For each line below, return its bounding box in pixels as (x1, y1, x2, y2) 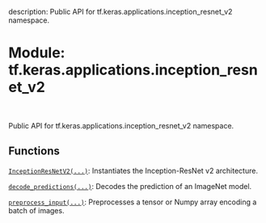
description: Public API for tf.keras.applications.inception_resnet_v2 (8, 7, 233, 16)
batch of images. (8, 205, 65, 215)
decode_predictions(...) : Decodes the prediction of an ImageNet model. (8, 181, 252, 191)
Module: (8, 44, 65, 62)
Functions (8, 145, 61, 158)
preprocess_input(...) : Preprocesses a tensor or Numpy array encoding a (8, 197, 257, 207)
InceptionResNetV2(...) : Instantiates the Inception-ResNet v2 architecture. (8, 166, 259, 175)
